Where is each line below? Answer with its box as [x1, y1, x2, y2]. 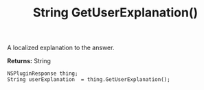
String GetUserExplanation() [32, 5, 199, 21]
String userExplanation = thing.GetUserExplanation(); [7, 76, 170, 83]
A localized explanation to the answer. [7, 43, 115, 52]
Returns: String [7, 57, 52, 65]
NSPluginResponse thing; [7, 70, 78, 77]
